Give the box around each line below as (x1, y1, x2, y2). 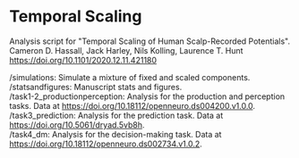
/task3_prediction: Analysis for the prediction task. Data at (9, 110, 224, 121)
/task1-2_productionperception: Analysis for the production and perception (9, 91, 286, 102)
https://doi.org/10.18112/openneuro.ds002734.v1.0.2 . (9, 138, 203, 149)
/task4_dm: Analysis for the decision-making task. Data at (9, 129, 222, 139)
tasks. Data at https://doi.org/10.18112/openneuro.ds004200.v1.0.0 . (9, 100, 256, 111)
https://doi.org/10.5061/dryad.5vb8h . (9, 119, 145, 130)
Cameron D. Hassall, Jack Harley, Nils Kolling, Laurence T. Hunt (9, 45, 243, 55)
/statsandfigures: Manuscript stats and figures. (9, 81, 183, 92)
